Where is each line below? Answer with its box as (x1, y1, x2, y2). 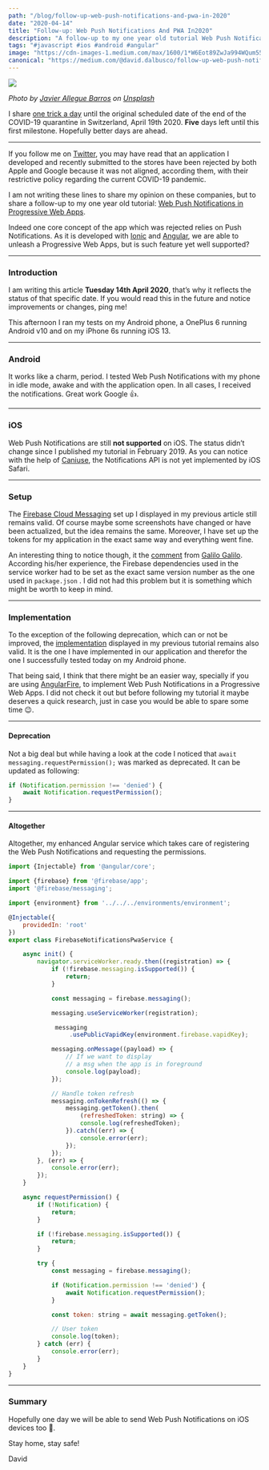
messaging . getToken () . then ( (65, 1104, 159, 1113)
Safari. (8, 464, 30, 473)
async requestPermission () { (22, 1194, 120, 1202)
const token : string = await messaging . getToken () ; (50, 1311, 227, 1319)
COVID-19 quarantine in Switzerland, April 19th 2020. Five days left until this (8, 117, 259, 127)
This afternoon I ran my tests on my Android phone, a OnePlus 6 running (8, 318, 247, 327)
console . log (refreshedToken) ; (79, 1119, 181, 1127)
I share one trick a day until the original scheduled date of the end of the (8, 109, 247, 118)
